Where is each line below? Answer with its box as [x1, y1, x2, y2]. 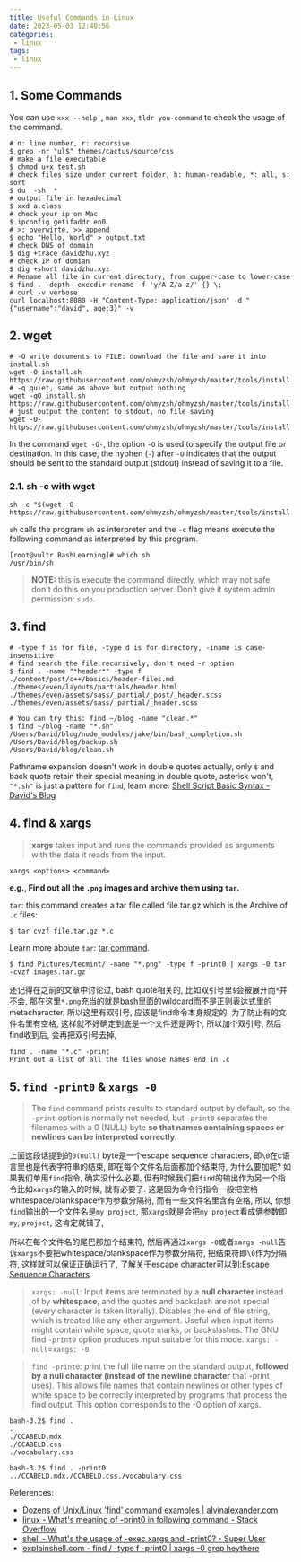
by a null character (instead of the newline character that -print [30, 1371, 271, 1382]
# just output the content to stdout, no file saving [9, 407, 215, 416]
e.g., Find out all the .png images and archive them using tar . [9, 882, 240, 893]
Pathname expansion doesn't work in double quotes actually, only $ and [9, 760, 275, 772]
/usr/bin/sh [9, 558, 54, 567]
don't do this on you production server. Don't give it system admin [30, 584, 276, 594]
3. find [9, 619, 47, 635]
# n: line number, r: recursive [9, 138, 130, 148]
